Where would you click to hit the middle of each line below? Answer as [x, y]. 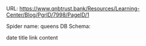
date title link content [32, 37]
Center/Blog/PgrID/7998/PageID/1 [48, 15]
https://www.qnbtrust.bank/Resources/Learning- [80, 9]
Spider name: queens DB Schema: [48, 26]
